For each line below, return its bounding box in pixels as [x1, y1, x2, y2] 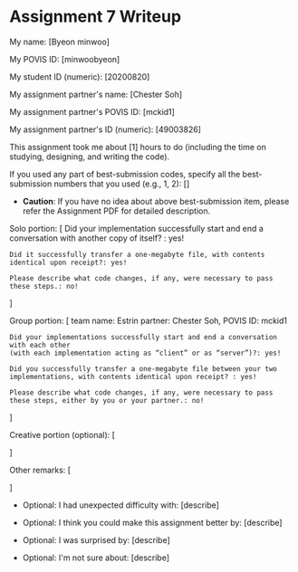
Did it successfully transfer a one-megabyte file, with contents [9, 250, 265, 259]
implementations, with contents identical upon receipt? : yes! [9, 372, 257, 381]
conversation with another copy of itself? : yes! [9, 233, 184, 243]
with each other [9, 340, 71, 349]
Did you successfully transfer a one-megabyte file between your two [9, 364, 278, 373]
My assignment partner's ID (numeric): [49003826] [9, 124, 202, 135]
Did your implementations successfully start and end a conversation [9, 332, 278, 341]
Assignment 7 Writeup [9, 6, 182, 27]
